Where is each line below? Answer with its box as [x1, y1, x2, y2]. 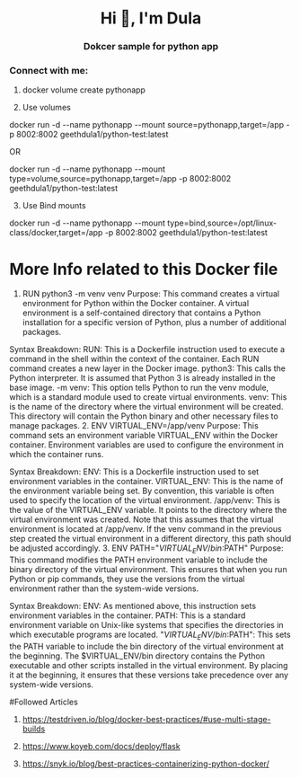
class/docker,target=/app [9, 227, 103, 238]
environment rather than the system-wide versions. [9, 583, 199, 594]
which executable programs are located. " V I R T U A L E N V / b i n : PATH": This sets [9, 629, 291, 641]
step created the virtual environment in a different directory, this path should [9, 534, 292, 544]
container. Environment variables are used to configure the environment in [9, 439, 285, 450]
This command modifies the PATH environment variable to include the [9, 554, 268, 565]
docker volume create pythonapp [22, 84, 146, 95]
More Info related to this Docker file [9, 259, 278, 279]
